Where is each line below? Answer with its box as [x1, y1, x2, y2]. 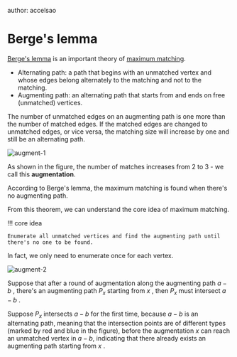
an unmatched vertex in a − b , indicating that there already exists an [7, 334, 206, 342]
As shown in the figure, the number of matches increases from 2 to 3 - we [7, 162, 224, 171]
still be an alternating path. [7, 134, 85, 143]
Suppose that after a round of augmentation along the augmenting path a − [7, 279, 227, 287]
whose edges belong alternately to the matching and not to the [17, 75, 202, 84]
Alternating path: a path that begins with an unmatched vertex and [17, 68, 211, 77]
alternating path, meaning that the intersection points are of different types [7, 319, 226, 327]
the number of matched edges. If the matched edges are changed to [7, 119, 208, 128]
